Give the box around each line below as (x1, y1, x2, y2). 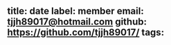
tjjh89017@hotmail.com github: (7, 16, 147, 28)
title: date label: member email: (7, 5, 144, 17)
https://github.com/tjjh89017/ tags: (7, 27, 165, 38)
